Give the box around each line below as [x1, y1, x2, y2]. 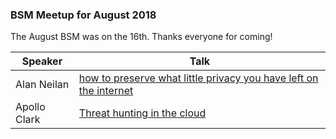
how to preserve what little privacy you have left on [78, 71, 319, 85]
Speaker [21, 54, 63, 68]
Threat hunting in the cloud [78, 106, 207, 120]
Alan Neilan [15, 78, 70, 92]
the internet [78, 84, 134, 98]
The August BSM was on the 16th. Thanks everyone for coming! [10, 31, 273, 43]
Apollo [15, 100, 46, 114]
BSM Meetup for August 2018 [10, 8, 157, 22]
